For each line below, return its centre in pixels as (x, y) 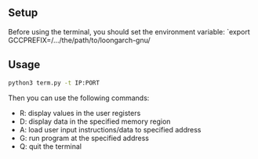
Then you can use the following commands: (79, 98)
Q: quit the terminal (51, 146)
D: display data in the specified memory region (95, 121)
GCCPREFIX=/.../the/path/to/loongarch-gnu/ (79, 40)
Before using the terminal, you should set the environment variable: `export (129, 31)
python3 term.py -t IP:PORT (54, 83)
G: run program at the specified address (84, 138)
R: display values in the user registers (80, 113)
